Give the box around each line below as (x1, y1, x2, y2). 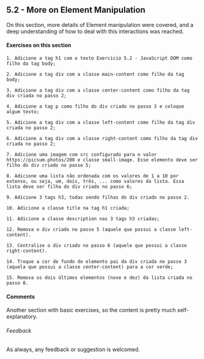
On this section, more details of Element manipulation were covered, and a (6, 21, 194, 28)
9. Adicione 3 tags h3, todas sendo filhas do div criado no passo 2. (6, 194, 190, 201)
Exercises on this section (6, 42, 71, 49)
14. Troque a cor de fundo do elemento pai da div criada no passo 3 (6, 259, 188, 265)
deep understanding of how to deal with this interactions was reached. (6, 28, 184, 35)
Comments (6, 293, 35, 300)
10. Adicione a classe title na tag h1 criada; (6, 205, 130, 212)
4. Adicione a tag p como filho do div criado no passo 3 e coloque (6, 103, 184, 109)
